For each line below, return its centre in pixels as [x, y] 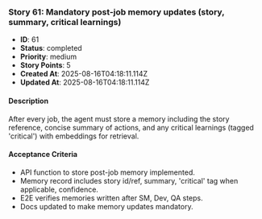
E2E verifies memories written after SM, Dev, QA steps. [111, 198]
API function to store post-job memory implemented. [108, 172]
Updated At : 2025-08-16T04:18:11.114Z [85, 82]
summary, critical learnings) [65, 22]
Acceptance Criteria [43, 155]
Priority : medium [48, 57]
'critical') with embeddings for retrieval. [74, 136]
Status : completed [51, 48]
